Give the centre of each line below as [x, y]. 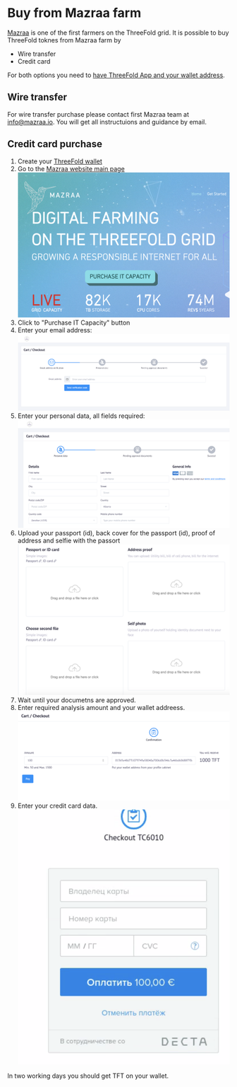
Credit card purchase [55, 144]
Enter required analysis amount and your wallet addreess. [101, 707]
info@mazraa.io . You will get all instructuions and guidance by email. [107, 122]
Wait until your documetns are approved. [77, 700]
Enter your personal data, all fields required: [81, 416]
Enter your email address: [55, 330]
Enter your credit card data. [57, 806]
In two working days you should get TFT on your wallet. [88, 1076]
